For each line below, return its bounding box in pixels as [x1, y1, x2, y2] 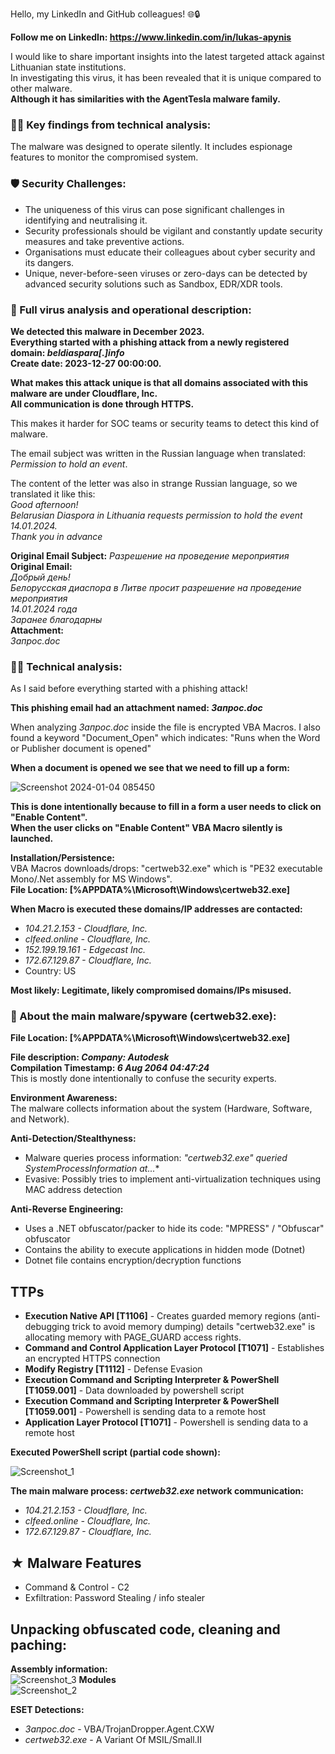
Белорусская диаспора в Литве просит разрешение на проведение [10, 581, 302, 593]
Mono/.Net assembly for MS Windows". [10, 873, 173, 885]
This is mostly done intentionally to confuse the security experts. [10, 1073, 277, 1085]
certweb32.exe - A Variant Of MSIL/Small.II [24, 1733, 203, 1745]
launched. [10, 833, 54, 845]
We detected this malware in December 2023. [10, 325, 205, 337]
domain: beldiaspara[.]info [10, 346, 125, 358]
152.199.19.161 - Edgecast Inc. [24, 944, 147, 956]
